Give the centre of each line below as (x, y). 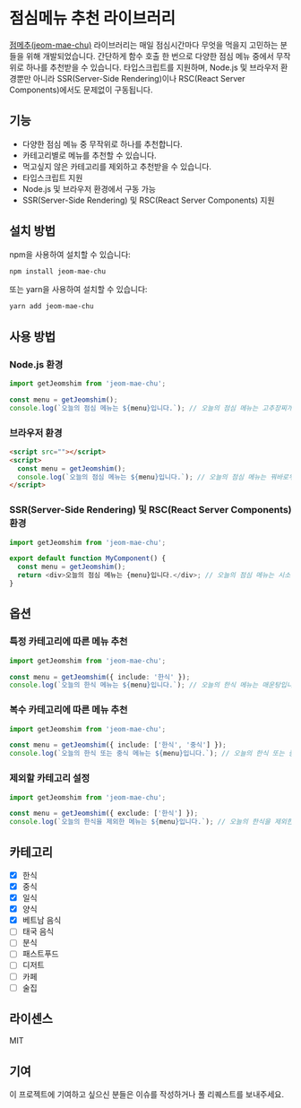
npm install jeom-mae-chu (57, 271)
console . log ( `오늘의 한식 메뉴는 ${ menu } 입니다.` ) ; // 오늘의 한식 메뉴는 (134, 685)
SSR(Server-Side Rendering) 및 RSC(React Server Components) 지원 (148, 200)
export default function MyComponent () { (88, 558)
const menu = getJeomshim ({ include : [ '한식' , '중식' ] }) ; (118, 745)
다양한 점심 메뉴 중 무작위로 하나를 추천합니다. (103, 143)
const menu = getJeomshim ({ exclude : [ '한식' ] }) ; (104, 814)
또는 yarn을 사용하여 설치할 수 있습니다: (78, 290)
